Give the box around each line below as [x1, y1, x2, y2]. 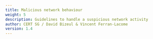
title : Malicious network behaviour [5, 7, 83, 13]
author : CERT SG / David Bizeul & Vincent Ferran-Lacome [5, 21, 128, 27]
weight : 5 [5, 12, 26, 17]
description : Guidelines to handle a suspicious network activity [5, 17, 148, 22]
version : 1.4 [5, 26, 33, 31]
